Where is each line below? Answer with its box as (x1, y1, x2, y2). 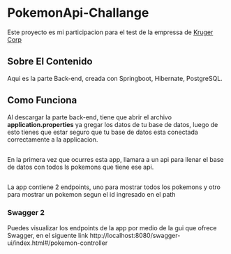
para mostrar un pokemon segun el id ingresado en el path (7, 190, 176, 199)
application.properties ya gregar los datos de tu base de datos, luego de (7, 120, 218, 128)
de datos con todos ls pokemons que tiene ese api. (7, 163, 154, 171)
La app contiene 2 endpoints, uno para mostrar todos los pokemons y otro (7, 183, 221, 191)
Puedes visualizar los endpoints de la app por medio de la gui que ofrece (7, 223, 217, 232)
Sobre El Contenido (7, 56, 93, 68)
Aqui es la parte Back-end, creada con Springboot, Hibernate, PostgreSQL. (7, 74, 223, 82)
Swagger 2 (7, 208, 45, 218)
